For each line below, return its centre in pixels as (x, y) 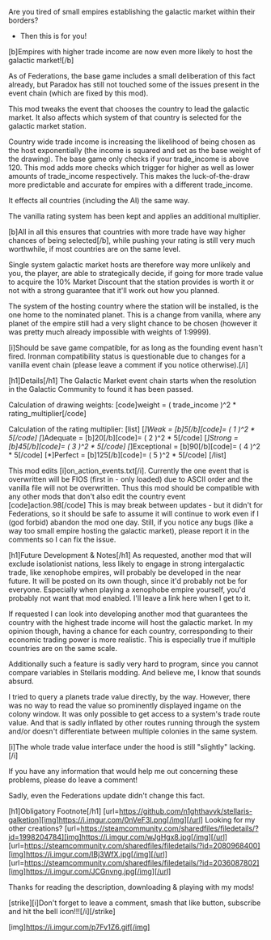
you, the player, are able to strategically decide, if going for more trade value (136, 273)
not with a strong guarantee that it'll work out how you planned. (114, 290)
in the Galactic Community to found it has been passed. (101, 389)
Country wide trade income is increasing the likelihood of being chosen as (132, 142)
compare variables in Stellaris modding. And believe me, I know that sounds (135, 672)
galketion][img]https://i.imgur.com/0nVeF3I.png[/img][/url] (106, 820)
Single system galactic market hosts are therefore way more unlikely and (129, 265)
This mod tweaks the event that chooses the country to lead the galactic (129, 109)
